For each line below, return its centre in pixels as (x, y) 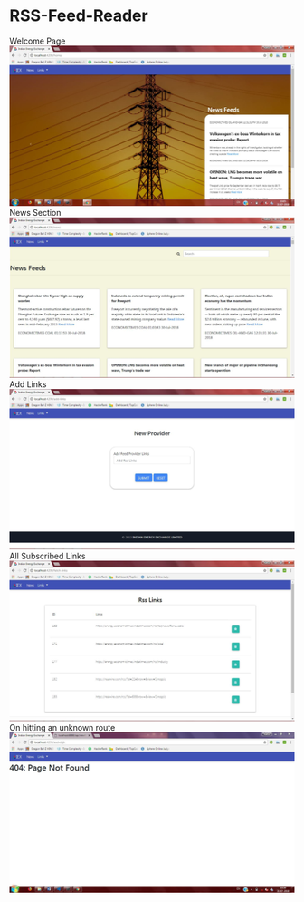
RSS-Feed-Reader (79, 16)
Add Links (28, 384)
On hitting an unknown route (62, 727)
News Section (35, 212)
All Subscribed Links (47, 556)
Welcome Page (38, 41)
